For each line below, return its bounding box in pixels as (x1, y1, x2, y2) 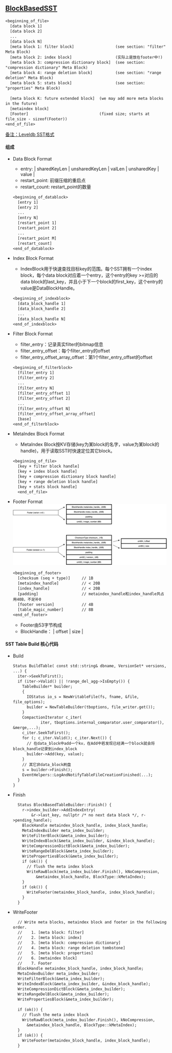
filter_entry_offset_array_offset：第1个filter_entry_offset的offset (20, 354, 153, 361)
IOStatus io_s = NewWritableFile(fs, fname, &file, (26, 694, 139, 699)
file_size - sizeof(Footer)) (5, 116, 68, 121)
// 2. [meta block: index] (17, 935, 82, 940)
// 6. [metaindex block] (17, 955, 78, 961)
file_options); (12, 699, 46, 704)
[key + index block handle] (17, 469, 78, 474)
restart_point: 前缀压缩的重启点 (20, 177, 86, 184)
